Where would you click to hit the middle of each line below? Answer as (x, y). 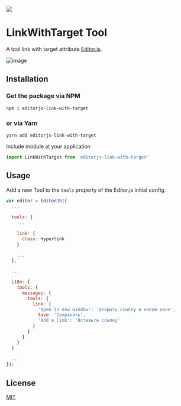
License (21, 383)
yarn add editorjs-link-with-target (51, 135)
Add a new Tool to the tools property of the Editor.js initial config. (86, 190)
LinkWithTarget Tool (57, 33)
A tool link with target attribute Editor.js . (54, 49)
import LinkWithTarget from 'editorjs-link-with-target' (78, 157)
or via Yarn (22, 123)
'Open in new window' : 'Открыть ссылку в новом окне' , (107, 310)
